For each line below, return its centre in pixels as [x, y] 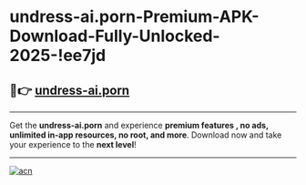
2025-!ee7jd [58, 56]
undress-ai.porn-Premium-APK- [134, 17]
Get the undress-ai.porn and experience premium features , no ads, [139, 125]
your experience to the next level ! [73, 144]
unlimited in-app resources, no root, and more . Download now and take [146, 135]
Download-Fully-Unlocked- [115, 36]
